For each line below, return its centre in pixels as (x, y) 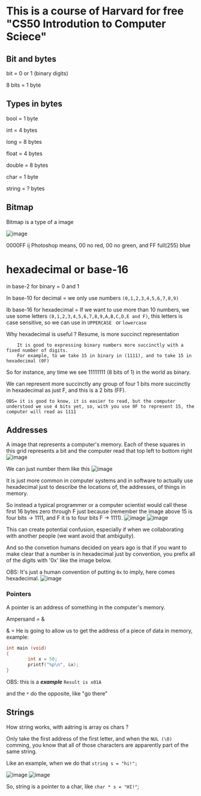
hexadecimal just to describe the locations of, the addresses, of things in (96, 487)
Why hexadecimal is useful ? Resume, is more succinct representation (93, 334)
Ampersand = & (25, 619)
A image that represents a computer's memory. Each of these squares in (96, 444)
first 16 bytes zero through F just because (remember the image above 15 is (100, 511)
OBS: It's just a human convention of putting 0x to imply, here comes (91, 572)
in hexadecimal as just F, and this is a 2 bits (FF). (66, 390)
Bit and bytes (31, 59)
